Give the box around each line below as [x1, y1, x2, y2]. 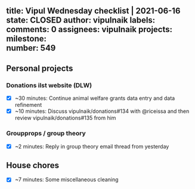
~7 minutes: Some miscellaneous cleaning [14, 176, 119, 183]
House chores [6, 160, 60, 170]
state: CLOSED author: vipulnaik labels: [6, 15, 156, 26]
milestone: [6, 34, 47, 44]
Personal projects [6, 63, 73, 73]
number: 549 [6, 43, 56, 53]
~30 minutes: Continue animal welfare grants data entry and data [14, 94, 175, 102]
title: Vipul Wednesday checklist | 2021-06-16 [6, 6, 181, 16]
